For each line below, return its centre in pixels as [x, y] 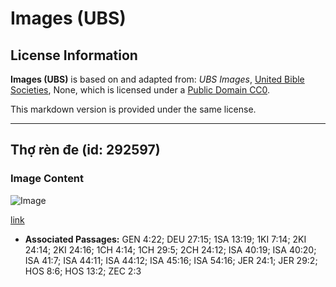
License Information [74, 55]
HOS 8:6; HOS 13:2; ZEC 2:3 [83, 271]
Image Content [47, 179]
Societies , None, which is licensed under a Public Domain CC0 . [140, 90]
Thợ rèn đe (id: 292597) [85, 150]
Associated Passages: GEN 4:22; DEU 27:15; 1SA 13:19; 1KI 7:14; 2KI [165, 239]
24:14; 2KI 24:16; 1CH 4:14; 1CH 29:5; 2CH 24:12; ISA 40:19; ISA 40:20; [170, 249]
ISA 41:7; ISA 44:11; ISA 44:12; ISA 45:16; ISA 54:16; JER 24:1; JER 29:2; [171, 260]
